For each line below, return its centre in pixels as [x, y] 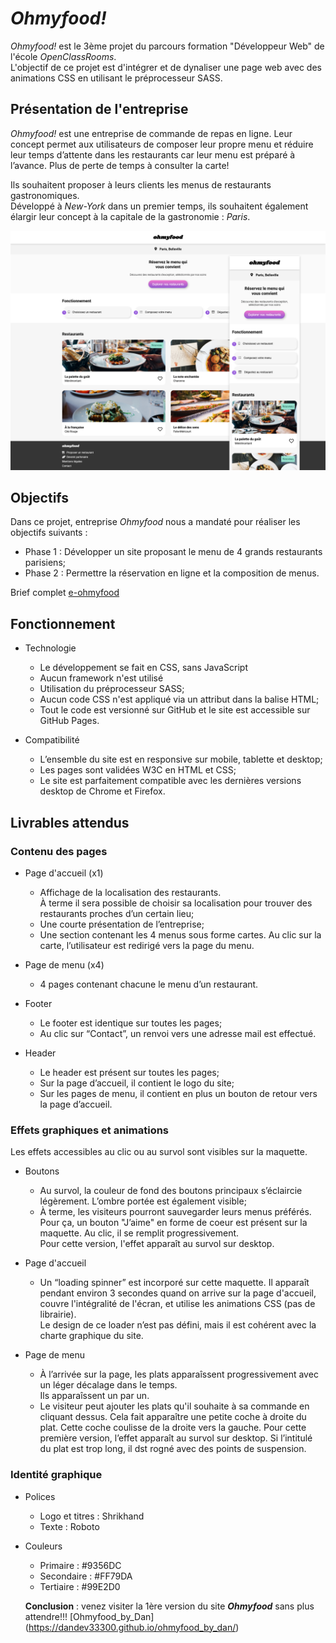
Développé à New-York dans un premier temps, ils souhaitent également [159, 206]
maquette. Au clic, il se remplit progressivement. [139, 1233]
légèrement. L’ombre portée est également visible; [143, 1201]
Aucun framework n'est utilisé [101, 678]
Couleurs [43, 1546]
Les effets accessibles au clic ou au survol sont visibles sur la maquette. [159, 1152]
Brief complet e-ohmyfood [65, 593]
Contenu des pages [59, 851]
